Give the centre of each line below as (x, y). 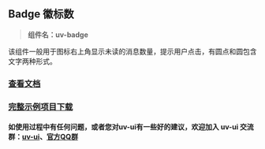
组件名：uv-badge (58, 35)
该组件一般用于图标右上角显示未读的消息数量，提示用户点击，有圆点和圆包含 (132, 51)
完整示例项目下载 (41, 106)
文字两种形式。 (32, 61)
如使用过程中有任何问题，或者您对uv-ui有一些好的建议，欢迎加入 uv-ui (123, 127)
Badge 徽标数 (41, 14)
